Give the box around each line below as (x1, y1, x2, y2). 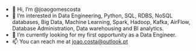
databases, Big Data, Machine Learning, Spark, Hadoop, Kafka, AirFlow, (11, 19, 191, 25)
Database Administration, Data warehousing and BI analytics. (11, 25, 164, 32)
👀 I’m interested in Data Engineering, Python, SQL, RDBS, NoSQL (11, 12, 173, 19)
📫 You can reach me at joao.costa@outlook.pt (11, 38, 128, 45)
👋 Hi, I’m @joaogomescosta (11, 6, 81, 13)
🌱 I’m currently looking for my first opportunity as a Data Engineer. (11, 31, 177, 38)
